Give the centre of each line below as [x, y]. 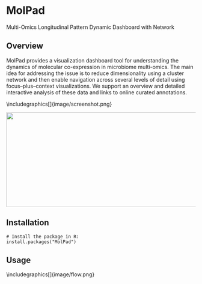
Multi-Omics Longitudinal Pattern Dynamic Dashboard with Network [90, 27]
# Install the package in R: [43, 237]
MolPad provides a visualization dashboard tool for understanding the [93, 60]
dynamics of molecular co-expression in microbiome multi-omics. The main [100, 67]
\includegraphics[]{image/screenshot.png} [59, 104]
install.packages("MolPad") [41, 242]
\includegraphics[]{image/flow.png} [50, 274]
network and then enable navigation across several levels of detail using [96, 79]
